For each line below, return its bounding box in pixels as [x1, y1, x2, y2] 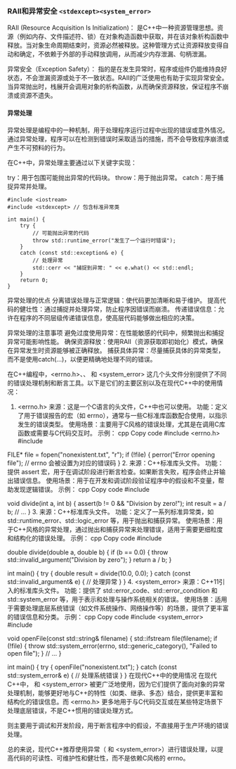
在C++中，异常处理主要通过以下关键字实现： [7, 158, 137, 167]
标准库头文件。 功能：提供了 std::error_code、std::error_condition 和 [19, 586, 218, 595]
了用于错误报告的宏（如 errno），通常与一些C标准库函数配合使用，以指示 [17, 411, 228, 419]
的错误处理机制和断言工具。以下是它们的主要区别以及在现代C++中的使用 [7, 379, 217, 387]
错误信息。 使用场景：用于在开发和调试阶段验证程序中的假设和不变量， [13, 476, 218, 485]
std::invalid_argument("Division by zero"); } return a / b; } [7, 555, 172, 564]
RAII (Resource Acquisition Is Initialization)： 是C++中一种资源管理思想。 [7, 23, 218, 32]
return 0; [20, 277, 49, 284]
